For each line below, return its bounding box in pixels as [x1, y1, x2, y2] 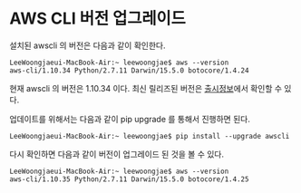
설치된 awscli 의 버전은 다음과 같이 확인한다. [9, 40, 166, 51]
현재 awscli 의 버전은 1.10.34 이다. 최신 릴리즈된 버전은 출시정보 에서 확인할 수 [9, 82, 283, 93]
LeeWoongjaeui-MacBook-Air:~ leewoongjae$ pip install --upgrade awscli [9, 131, 290, 140]
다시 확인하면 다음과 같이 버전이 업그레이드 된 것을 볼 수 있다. [9, 149, 225, 159]
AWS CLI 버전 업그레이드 [9, 8, 186, 29]
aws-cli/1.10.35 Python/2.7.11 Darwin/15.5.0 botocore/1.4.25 [9, 174, 249, 184]
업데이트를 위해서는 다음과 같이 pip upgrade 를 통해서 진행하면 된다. [9, 113, 251, 124]
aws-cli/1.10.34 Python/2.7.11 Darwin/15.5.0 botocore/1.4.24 [9, 65, 249, 75]
